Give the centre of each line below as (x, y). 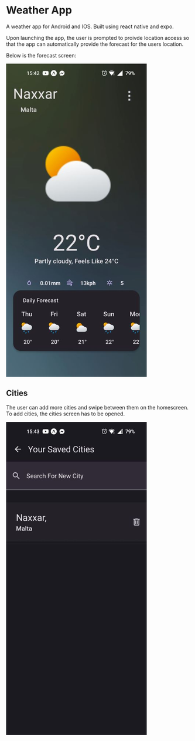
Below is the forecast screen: (41, 55)
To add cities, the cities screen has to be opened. (65, 414)
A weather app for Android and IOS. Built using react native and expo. (90, 26)
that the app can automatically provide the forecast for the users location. (95, 44)
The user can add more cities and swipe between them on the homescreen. (97, 407)
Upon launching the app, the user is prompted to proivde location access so (97, 38)
